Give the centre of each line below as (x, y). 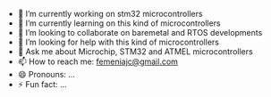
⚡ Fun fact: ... (42, 84)
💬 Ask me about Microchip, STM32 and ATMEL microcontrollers (135, 52)
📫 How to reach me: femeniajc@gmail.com (98, 61)
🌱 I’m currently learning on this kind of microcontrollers (119, 23)
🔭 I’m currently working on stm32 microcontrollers (110, 14)
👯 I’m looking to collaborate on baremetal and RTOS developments (140, 32)
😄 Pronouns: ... (47, 74)
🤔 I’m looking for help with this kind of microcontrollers (118, 42)
